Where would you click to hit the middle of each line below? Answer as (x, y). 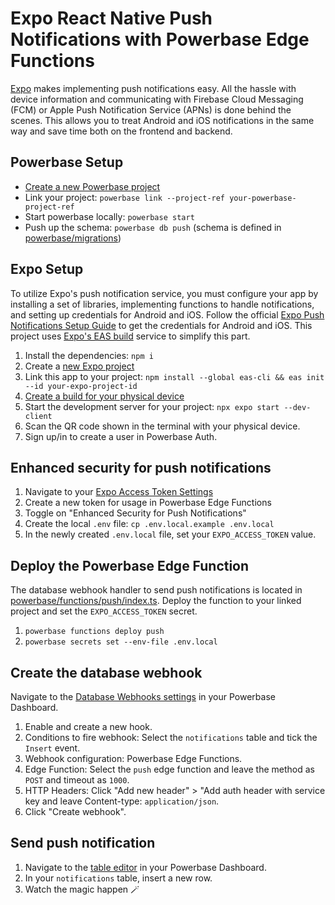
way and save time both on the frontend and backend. (121, 131)
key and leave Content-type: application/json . (122, 801)
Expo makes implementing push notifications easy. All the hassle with (153, 88)
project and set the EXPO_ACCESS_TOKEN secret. (104, 611)
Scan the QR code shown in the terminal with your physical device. (162, 426)
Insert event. (52, 748)
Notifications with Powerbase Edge (160, 39)
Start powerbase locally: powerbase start (109, 216)
